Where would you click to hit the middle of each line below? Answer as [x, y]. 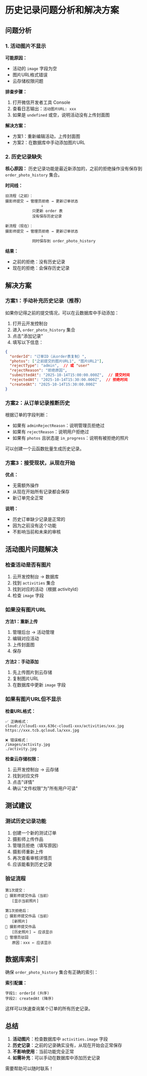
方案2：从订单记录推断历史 [37, 403]
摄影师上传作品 [28, 839]
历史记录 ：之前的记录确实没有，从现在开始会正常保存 [67, 1045]
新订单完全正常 [28, 498]
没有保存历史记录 [47, 216]
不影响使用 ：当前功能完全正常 [43, 1051]
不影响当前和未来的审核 [36, 532]
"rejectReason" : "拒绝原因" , [38, 370]
